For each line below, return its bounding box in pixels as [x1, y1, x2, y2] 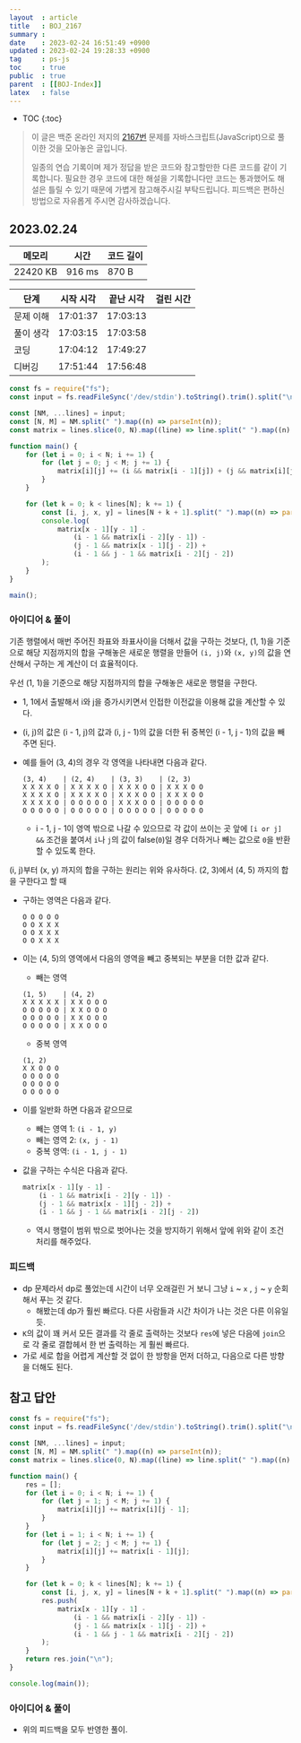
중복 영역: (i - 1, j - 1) [35, 1145, 128, 1157]
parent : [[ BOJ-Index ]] [9, 80, 102, 89]
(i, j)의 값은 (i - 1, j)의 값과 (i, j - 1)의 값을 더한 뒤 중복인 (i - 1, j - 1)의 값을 [21, 726, 276, 737]
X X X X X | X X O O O [21, 997, 107, 1007]
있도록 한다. [55, 845, 96, 856]
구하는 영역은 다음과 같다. [21, 894, 112, 906]
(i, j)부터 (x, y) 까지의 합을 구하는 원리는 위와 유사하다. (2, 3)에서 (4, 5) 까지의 [9, 864, 279, 875]
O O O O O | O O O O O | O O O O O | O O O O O [21, 806, 203, 815]
